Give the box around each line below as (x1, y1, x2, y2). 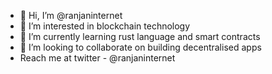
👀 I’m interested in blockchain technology (19, 20, 191, 32)
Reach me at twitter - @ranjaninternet (19, 52, 176, 64)
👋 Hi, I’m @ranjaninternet (19, 10, 123, 21)
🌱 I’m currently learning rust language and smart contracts (19, 31, 261, 42)
